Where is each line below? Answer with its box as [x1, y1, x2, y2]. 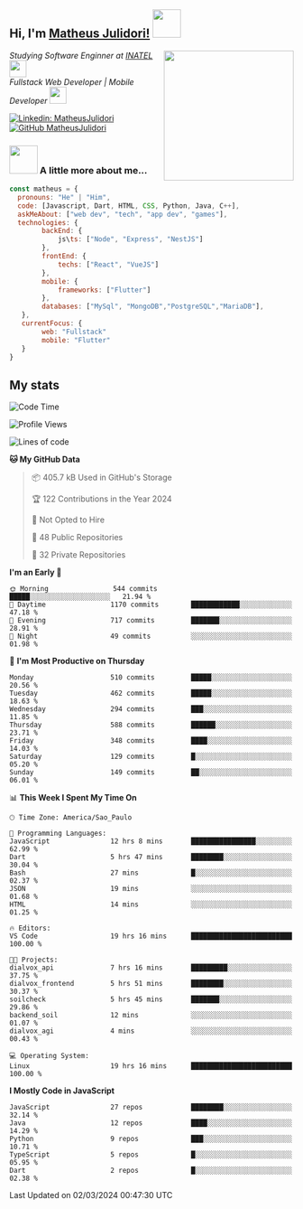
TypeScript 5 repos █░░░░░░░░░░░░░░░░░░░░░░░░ [9, 1150, 293, 1159]
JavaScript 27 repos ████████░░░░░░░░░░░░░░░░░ [9, 1103, 293, 1112]
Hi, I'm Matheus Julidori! [9, 26, 151, 42]
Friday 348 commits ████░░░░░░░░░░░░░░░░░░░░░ [9, 736, 293, 745]
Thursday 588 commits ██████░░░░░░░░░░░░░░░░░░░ [9, 720, 293, 730]
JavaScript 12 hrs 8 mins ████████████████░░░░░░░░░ [9, 837, 293, 846]
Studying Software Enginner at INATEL [9, 50, 153, 61]
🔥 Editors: [9, 923, 51, 933]
